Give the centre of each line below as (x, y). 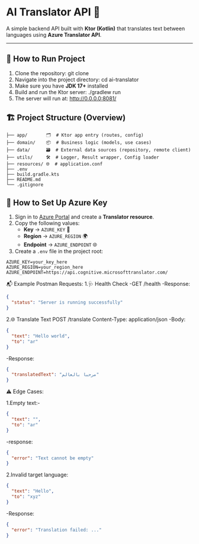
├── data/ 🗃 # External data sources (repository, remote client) (99, 150)
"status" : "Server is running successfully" (67, 302)
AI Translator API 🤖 (53, 12)
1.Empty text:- (23, 403)
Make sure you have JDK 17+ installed (61, 86)
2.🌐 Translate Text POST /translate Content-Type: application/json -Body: (96, 319)
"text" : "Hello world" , (41, 336)
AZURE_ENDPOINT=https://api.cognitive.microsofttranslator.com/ (87, 273)
